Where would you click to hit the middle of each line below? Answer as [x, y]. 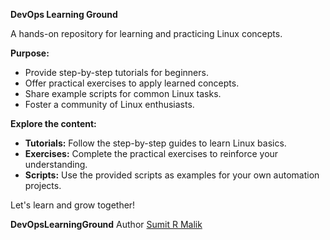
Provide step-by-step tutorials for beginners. [116, 72]
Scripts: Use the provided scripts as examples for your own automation [172, 175]
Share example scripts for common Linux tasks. [123, 93]
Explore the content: [53, 123]
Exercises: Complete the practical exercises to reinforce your [151, 153]
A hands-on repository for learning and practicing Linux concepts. [146, 33]
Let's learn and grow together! [73, 205]
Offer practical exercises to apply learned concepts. [132, 83]
